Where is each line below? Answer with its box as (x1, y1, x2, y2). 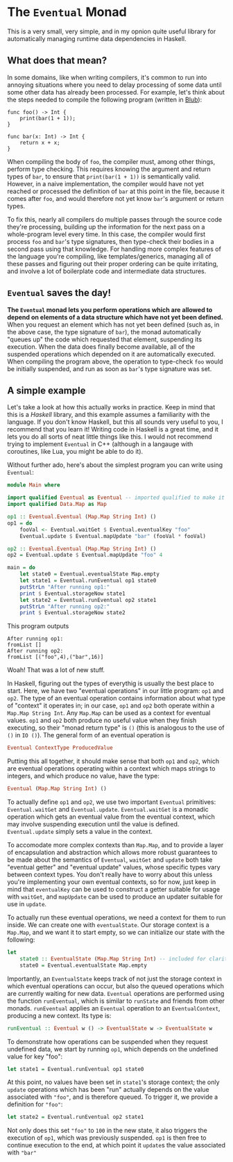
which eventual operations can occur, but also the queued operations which (7, 981, 224, 990)
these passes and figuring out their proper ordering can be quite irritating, (7, 259, 218, 268)
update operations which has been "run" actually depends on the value (7, 1086, 209, 1094)
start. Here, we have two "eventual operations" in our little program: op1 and (7, 687, 224, 695)
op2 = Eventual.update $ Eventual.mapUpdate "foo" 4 (7, 552, 163, 559)
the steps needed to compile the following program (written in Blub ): (7, 95, 202, 104)
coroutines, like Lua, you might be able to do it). (7, 448, 144, 456)
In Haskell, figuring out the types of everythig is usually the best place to (7, 679, 214, 688)
